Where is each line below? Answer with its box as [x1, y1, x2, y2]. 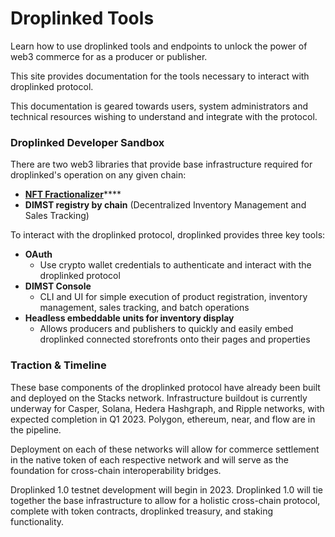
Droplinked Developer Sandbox [10, 135, 165, 149]
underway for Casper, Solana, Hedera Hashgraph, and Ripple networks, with [10, 402, 325, 414]
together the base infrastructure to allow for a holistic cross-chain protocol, [10, 494, 321, 506]
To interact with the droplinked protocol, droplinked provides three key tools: [10, 229, 326, 241]
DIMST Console [24, 280, 92, 292]
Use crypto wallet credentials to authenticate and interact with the [39, 259, 312, 271]
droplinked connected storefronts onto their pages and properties [39, 333, 311, 346]
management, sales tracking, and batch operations [39, 302, 250, 314]
